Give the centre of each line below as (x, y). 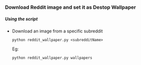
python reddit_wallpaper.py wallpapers (52, 58)
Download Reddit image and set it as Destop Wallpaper (70, 7)
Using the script (21, 19)
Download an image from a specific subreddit (57, 31)
